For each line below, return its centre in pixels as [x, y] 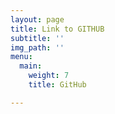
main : [31, 66]
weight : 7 [49, 76]
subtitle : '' [37, 38]
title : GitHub [57, 85]
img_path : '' [37, 47]
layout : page [37, 19]
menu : [21, 57]
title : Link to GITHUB [57, 29]
